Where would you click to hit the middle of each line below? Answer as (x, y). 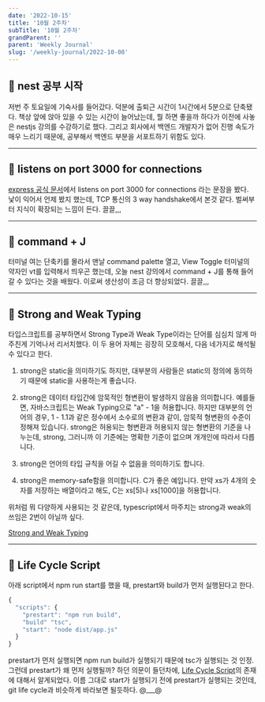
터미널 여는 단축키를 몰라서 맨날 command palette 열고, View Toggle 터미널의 (129, 262)
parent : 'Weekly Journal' (50, 45)
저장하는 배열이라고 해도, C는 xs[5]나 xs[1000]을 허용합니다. (128, 490)
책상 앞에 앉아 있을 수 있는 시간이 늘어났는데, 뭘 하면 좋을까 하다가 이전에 (130, 116)
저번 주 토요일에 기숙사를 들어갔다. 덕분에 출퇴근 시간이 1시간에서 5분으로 (120, 107)
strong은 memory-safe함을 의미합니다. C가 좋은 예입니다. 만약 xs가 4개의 (134, 481)
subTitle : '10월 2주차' (45, 30)
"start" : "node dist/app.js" (70, 629)
